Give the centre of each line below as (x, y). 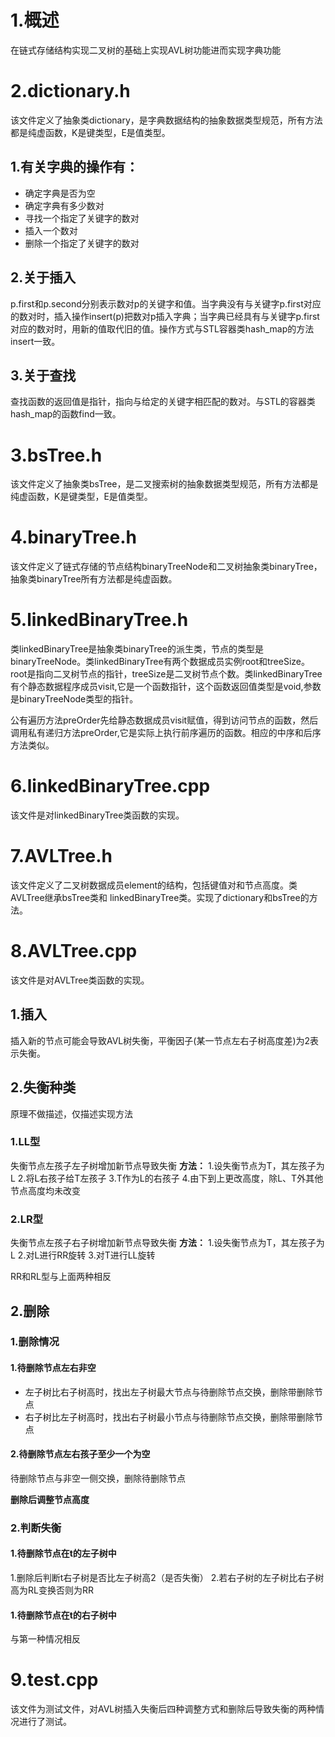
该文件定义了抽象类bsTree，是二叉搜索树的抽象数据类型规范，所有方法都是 (164, 484)
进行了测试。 (45, 1722)
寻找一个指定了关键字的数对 (82, 218)
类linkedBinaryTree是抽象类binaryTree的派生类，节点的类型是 (137, 649)
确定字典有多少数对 (64, 205)
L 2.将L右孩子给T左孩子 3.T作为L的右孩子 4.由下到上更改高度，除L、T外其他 (167, 1178)
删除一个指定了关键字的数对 (82, 243)
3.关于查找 (43, 375)
